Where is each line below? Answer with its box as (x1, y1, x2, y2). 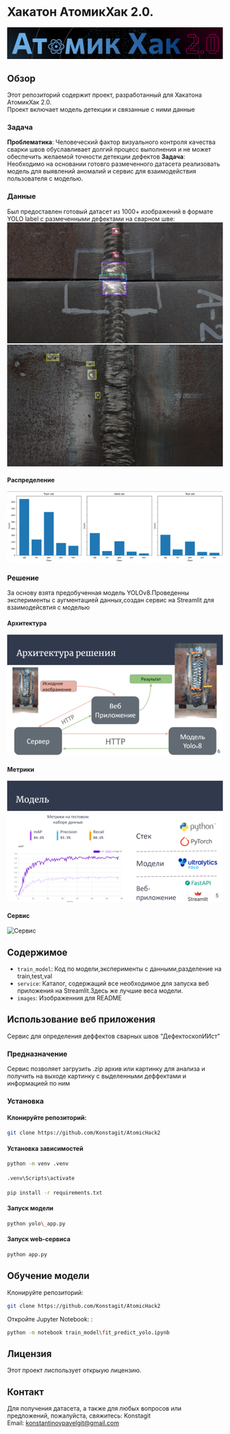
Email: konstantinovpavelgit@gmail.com (7, 1419, 120, 1427)
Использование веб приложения (7, 1013, 156, 1026)
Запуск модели (7, 1204, 53, 1212)
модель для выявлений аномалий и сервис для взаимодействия (7, 167, 196, 176)
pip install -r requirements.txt (7, 1189, 103, 1196)
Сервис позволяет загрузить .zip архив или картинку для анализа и (7, 1065, 205, 1073)
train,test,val (16, 972, 53, 980)
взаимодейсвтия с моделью (7, 603, 90, 611)
